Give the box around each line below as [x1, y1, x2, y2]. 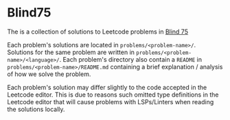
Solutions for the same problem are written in [7, 48, 135, 56]
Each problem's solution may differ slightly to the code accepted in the [7, 83, 207, 91]
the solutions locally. [7, 105, 65, 113]
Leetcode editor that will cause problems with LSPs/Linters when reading [7, 97, 214, 106]
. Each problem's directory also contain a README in [59, 55, 203, 63]
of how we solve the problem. [7, 70, 91, 78]
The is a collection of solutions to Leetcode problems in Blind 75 [7, 27, 189, 36]
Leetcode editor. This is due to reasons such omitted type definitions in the [7, 91, 219, 99]
